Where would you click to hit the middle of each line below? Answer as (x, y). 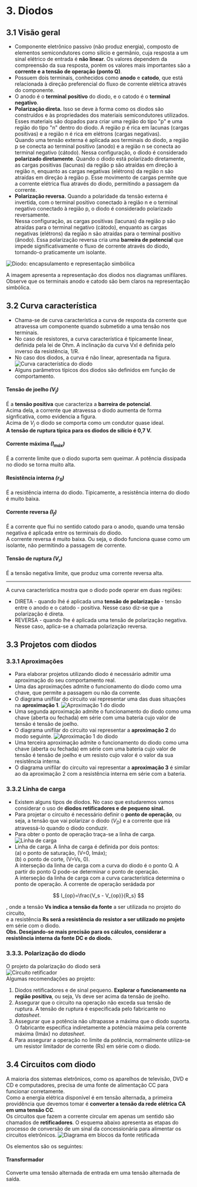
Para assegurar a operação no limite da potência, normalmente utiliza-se (102, 1040)
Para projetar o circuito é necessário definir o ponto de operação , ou (98, 814)
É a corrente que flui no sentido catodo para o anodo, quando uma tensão (95, 526)
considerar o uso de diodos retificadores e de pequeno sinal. (90, 808)
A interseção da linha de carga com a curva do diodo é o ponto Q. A (96, 865)
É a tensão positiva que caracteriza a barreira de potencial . (79, 404)
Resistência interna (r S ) (35, 478)
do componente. (34, 90)
